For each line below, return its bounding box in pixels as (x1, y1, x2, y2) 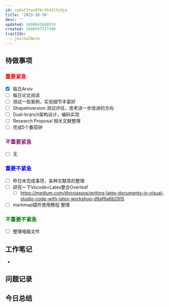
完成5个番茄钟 (12, 124, 43, 130)
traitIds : (5, 31, 27, 36)
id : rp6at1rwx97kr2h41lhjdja (5, 7, 67, 13)
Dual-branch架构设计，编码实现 (12, 111, 80, 117)
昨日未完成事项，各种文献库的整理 (12, 177, 85, 183)
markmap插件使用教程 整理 (12, 201, 70, 208)
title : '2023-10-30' (5, 12, 50, 17)
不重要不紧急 (5, 216, 37, 223)
